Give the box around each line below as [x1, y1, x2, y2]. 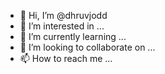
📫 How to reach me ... [19, 53, 113, 64]
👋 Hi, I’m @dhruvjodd [19, 10, 108, 21]
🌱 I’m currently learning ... [19, 31, 127, 42]
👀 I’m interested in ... [19, 20, 105, 32]
